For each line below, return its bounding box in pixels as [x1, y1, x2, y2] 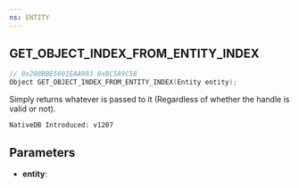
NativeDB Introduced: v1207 [9, 121, 114, 130]
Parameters [9, 144, 76, 160]
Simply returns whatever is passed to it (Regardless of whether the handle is [9, 94, 290, 105]
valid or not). [9, 103, 56, 114]
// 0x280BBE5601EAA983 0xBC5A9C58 [9, 69, 138, 78]
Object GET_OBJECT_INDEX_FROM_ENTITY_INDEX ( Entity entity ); [9, 78, 238, 87]
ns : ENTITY [9, 12, 50, 22]
